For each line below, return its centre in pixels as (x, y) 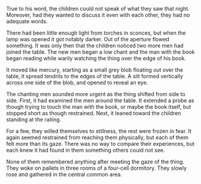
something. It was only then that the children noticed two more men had (95, 45)
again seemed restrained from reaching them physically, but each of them (97, 137)
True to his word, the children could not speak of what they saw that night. (98, 9)
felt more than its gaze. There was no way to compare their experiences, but (100, 144)
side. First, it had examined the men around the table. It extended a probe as (100, 100)
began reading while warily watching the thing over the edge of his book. (96, 58)
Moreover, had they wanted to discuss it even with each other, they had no (98, 15)
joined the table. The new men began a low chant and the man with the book (100, 52)
